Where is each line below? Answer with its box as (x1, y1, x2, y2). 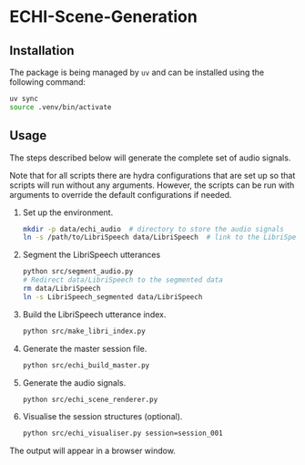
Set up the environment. (22, 207, 114, 218)
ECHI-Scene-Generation (9, 6, 198, 27)
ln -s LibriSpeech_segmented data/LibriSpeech (22, 292, 203, 302)
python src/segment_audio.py (22, 267, 134, 276)
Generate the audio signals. (22, 377, 127, 388)
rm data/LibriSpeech (22, 284, 101, 294)
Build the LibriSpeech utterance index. (22, 308, 167, 320)
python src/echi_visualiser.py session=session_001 (22, 429, 223, 439)
